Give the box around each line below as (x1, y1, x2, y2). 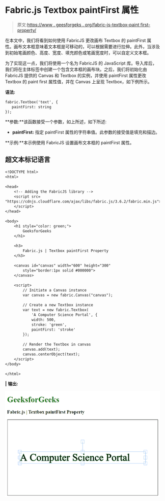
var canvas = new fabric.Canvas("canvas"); (23, 293, 113, 298)
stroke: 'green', (31, 322, 67, 327)
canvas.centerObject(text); (23, 352, 80, 357)
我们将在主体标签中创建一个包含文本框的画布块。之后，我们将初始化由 (5, 66, 147, 72)
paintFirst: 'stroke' (31, 327, 76, 332)
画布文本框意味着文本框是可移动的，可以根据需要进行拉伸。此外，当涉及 (13, 43, 160, 49)
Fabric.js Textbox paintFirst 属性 (5, 4, 139, 16)
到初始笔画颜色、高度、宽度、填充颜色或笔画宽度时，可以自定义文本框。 (5, 50, 151, 56)
